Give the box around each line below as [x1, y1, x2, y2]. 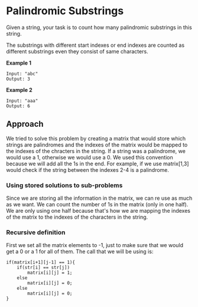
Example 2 [6, 86, 33, 93]
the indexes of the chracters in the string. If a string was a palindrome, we [6, 147, 186, 155]
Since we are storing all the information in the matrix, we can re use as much [6, 194, 193, 202]
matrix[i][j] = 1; [27, 270, 73, 276]
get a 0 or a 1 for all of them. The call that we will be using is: [6, 248, 154, 255]
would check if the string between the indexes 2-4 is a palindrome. [6, 166, 170, 173]
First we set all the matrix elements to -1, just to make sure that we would [6, 242, 184, 249]
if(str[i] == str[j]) [17, 265, 70, 271]
